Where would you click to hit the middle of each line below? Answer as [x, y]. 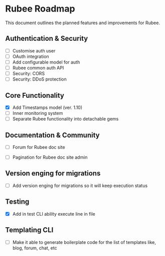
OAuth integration [31, 56]
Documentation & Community [52, 135]
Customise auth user [34, 50]
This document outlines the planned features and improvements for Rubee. [83, 23]
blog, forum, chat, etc [35, 248]
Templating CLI [29, 230]
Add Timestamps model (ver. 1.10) [47, 107]
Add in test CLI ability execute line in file [54, 214]
